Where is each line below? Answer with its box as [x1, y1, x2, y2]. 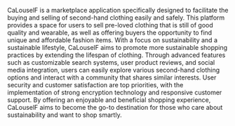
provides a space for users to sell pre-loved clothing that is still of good [7, 21, 214, 29]
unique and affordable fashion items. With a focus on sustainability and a [7, 36, 217, 44]
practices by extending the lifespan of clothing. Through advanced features [7, 51, 226, 59]
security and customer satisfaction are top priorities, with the [7, 81, 184, 89]
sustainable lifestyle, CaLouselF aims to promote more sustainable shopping [7, 44, 228, 51]
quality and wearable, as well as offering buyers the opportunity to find [7, 28, 213, 37]
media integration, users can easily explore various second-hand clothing [7, 66, 220, 74]
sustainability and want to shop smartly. [7, 111, 122, 119]
